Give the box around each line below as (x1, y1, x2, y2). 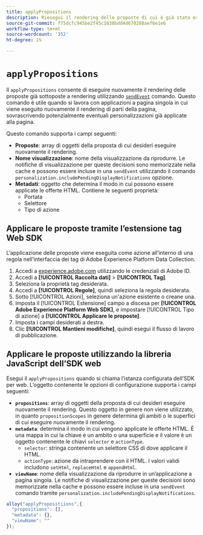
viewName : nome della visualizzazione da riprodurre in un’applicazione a (14, 470, 192, 477)
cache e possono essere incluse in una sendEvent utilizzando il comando (14, 167, 196, 174)
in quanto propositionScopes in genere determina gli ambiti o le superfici (14, 412, 196, 419)
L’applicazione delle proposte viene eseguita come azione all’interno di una (6, 249, 193, 256)
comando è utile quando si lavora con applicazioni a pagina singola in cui (6, 99, 188, 106)
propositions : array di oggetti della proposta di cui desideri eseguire (14, 399, 185, 406)
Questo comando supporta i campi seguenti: (6, 130, 117, 137)
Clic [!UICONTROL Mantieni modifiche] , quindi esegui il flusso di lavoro (14, 325, 195, 332)
